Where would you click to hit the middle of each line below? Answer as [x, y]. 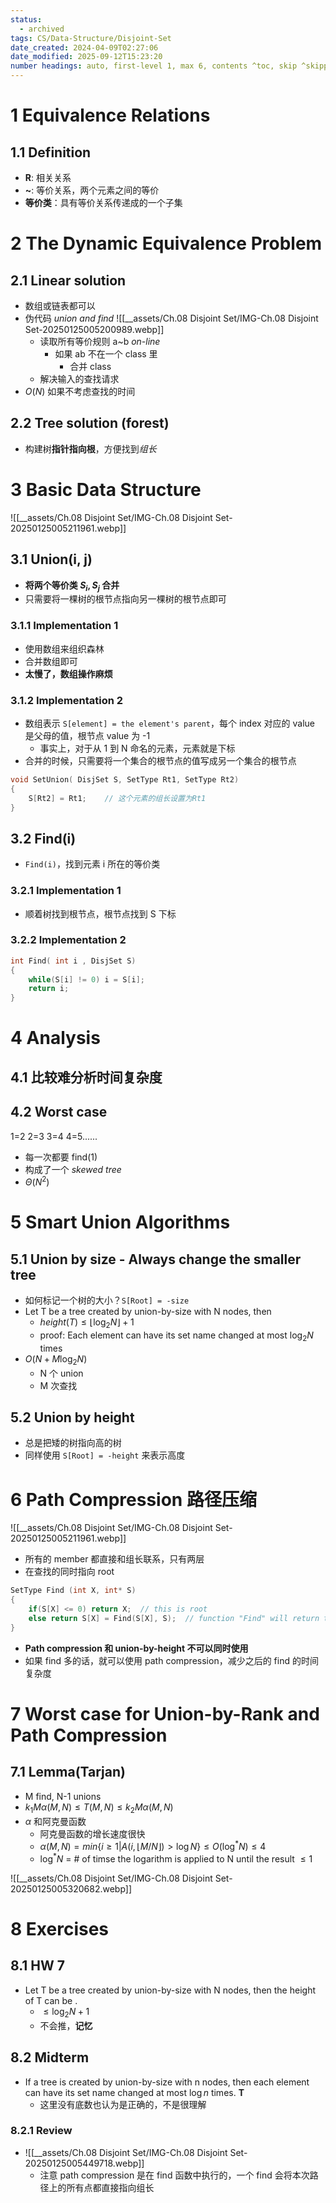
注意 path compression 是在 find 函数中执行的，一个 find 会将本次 [174, 2175]
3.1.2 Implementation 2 [67, 700]
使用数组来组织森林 [64, 648]
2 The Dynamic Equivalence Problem [166, 243]
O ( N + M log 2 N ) [56, 1359]
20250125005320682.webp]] [71, 1888]
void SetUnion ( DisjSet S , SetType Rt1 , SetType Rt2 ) [125, 779]
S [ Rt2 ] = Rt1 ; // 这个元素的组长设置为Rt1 [117, 798]
